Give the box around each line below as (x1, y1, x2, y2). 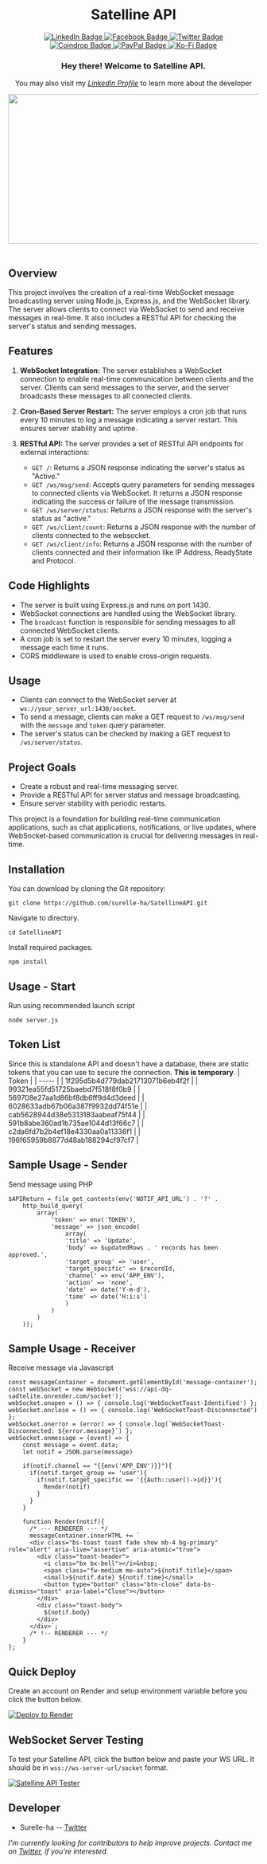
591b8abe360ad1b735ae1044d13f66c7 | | (8, 1118, 145, 1128)
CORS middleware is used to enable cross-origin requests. (19, 651, 212, 661)
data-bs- (185, 1580, 215, 1589)
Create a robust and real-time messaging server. (19, 782, 179, 791)
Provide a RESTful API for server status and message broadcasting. (19, 791, 241, 800)
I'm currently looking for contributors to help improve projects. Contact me (8, 1838, 253, 1847)
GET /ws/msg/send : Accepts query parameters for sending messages (31, 480, 256, 489)
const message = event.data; (22, 1441, 119, 1450)
